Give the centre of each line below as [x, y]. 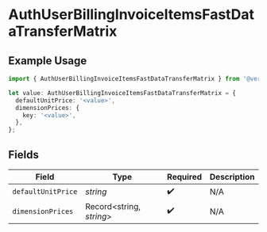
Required [184, 177]
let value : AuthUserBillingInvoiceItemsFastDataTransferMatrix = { [122, 93]
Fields [24, 155]
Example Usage [48, 61]
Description [232, 177]
